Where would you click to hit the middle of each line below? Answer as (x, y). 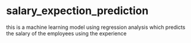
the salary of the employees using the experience (67, 33)
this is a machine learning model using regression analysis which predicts (96, 27)
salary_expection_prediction (77, 11)
